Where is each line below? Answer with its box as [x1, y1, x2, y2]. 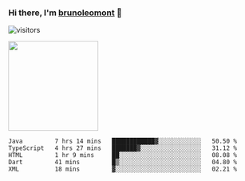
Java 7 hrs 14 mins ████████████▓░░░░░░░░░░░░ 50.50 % [8, 137, 238, 146]
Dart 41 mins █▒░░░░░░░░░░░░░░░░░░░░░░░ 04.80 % [8, 159, 238, 167]
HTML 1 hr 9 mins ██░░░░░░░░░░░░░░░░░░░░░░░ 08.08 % [8, 151, 238, 159]
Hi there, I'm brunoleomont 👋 [8, 7, 122, 18]
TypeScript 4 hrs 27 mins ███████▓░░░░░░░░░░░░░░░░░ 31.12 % [8, 144, 238, 152]
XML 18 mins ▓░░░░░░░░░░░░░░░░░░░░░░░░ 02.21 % [8, 165, 238, 174]
